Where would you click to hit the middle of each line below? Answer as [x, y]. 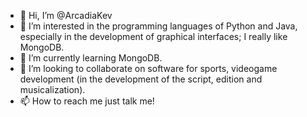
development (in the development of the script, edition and [141, 79]
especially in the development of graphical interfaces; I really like [153, 36]
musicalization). [52, 89]
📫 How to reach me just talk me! [87, 101]
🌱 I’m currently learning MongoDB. [91, 58]
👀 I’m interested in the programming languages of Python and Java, [158, 26]
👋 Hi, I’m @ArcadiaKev [66, 15]
